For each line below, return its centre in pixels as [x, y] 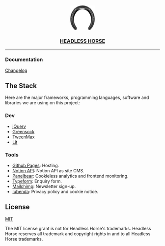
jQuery [19, 126]
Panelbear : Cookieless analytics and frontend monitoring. [70, 176]
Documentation [24, 60]
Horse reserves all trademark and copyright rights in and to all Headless [78, 234]
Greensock [23, 131]
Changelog [16, 70]
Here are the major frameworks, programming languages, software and [77, 97]
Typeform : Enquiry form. [37, 181]
